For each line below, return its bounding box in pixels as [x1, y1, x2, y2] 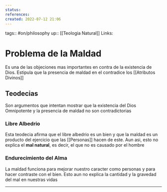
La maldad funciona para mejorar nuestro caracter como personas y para [5, 166, 156, 172]
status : [5, 7, 21, 12]
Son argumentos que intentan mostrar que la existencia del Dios [5, 103, 137, 109]
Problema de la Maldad [5, 48, 102, 59]
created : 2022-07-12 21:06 [5, 16, 61, 21]
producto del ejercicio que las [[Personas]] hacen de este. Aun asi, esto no [5, 137, 159, 143]
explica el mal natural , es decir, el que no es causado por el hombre [5, 142, 145, 148]
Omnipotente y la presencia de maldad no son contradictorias [5, 108, 132, 114]
